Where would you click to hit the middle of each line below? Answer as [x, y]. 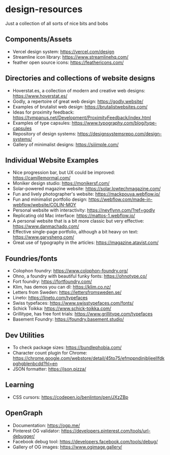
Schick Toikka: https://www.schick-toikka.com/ [62, 308]
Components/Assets [39, 39]
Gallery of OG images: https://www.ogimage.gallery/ [67, 447]
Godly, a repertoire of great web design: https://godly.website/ [78, 101]
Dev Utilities [25, 335]
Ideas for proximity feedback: [43, 112]
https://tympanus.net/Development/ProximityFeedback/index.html [82, 117]
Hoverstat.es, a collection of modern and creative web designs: [79, 90]
